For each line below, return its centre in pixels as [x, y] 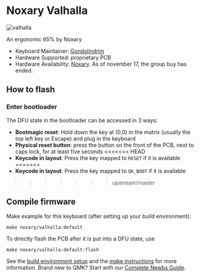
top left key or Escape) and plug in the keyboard [75, 138]
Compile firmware [41, 202]
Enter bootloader [32, 107]
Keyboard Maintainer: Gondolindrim [60, 51]
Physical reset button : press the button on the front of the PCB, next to [105, 145]
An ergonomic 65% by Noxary [44, 39]
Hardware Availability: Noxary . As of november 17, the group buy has [101, 64]
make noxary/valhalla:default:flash [53, 250]
